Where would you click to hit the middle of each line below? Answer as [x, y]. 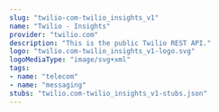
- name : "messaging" [48, 85]
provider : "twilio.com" [54, 34]
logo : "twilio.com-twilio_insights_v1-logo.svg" [102, 51]
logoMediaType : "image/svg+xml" [70, 60]
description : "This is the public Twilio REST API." [110, 43]
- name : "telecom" [44, 77]
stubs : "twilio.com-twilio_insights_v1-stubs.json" [108, 93]
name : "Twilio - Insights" [60, 26]
